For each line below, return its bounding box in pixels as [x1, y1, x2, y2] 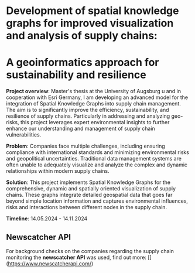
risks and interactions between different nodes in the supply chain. [6, 204, 167, 211]
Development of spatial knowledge [6, 4, 179, 18]
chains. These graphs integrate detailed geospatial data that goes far [6, 192, 173, 199]
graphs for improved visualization [6, 16, 174, 30]
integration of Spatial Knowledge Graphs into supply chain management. [6, 100, 182, 107]
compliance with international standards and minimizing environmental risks [6, 149, 189, 156]
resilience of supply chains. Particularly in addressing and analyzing [6, 112, 170, 120]
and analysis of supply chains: [6, 29, 158, 42]
